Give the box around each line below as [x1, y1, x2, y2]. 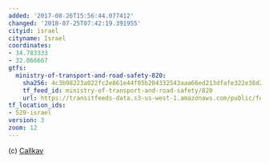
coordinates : [8, 42, 52, 50]
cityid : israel [8, 26, 59, 35]
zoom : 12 [8, 124, 38, 132]
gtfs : [8, 64, 26, 72]
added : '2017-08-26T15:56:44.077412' [8, 11, 134, 20]
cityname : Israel [8, 34, 66, 43]
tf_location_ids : [8, 101, 66, 109]
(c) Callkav [8, 145, 44, 155]
